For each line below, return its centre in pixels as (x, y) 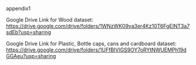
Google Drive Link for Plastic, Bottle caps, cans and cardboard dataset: (91, 44)
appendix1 (18, 8)
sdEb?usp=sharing (29, 32)
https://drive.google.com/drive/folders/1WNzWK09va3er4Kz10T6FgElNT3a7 (98, 26)
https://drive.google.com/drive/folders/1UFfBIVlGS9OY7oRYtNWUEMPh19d (96, 50)
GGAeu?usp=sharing (31, 56)
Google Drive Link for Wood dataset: (50, 20)
